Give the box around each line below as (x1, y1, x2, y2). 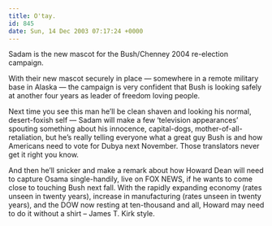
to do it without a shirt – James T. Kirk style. (8, 209, 156, 219)
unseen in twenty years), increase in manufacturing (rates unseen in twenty (8, 192, 261, 202)
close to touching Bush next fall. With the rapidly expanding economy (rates (8, 183, 262, 193)
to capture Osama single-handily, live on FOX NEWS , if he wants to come (8, 174, 253, 184)
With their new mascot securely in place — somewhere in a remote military (8, 74, 259, 84)
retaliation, (8, 133, 45, 142)
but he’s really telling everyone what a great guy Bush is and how (45, 133, 263, 142)
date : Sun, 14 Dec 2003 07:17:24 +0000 (8, 27, 144, 35)
